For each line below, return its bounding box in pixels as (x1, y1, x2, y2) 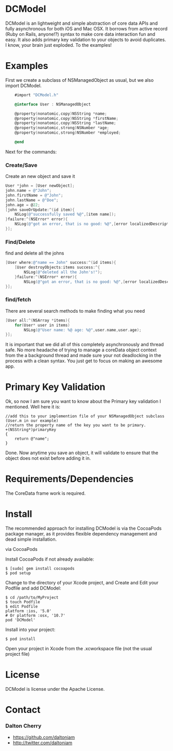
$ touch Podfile (5, 600, 40, 605)
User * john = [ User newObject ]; (5, 183, 75, 188)
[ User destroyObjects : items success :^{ (14, 265, 100, 270)
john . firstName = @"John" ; (5, 192, 63, 198)
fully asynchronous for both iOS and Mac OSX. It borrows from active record (5, 25, 168, 31)
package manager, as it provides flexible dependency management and (5, 531, 158, 537)
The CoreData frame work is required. (5, 490, 86, 496)
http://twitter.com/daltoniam (12, 739, 73, 746)
